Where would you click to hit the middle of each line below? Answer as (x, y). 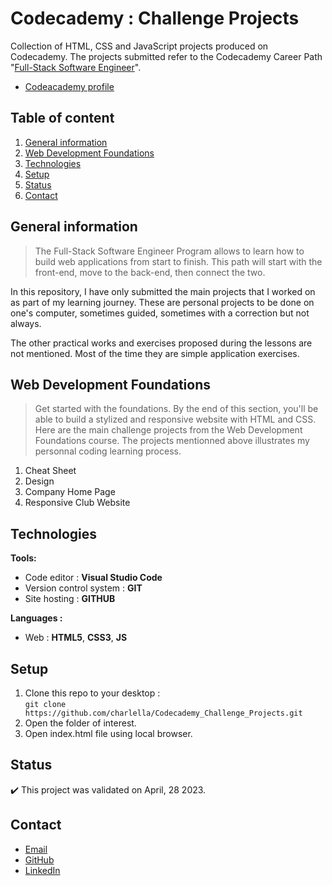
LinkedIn (42, 870)
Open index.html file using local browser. (108, 733)
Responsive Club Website (77, 503)
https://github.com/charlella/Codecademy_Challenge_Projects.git (163, 713)
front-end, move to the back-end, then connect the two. (150, 272)
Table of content (62, 118)
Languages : (36, 618)
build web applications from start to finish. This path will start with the (178, 261)
